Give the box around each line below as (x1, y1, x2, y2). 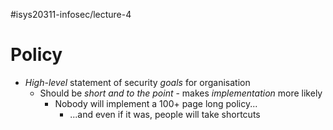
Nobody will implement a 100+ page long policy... (54, 97, 258, 109)
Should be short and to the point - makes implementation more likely (39, 87, 323, 99)
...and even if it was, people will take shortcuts (69, 108, 261, 120)
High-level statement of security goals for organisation (24, 76, 251, 88)
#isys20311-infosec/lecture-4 (10, 9, 132, 20)
